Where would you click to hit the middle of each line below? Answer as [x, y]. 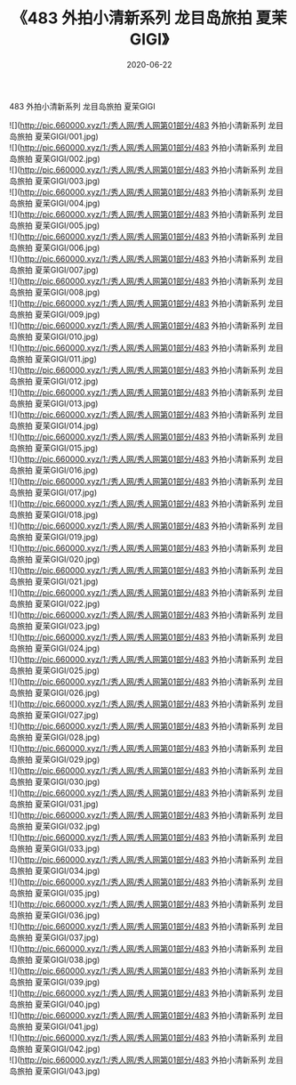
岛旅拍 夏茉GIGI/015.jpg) [54, 448]
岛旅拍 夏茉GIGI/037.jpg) [54, 937]
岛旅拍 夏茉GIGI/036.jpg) [55, 915]
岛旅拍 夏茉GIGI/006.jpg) [55, 247]
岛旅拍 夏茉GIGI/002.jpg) [55, 158]
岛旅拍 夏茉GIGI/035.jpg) [55, 893]
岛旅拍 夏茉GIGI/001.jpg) [54, 136]
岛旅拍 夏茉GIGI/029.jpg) [55, 759]
